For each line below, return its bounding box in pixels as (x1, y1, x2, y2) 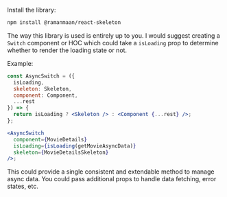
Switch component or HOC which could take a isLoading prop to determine (7, 38, 219, 47)
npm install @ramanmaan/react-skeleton (7, 19, 121, 26)
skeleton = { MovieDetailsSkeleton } (13, 149, 109, 156)
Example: (7, 59, 34, 67)
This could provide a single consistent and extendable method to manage (7, 167, 215, 176)
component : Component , (13, 92, 78, 99)
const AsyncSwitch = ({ (7, 72, 75, 80)
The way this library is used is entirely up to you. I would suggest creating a (7, 31, 221, 40)
